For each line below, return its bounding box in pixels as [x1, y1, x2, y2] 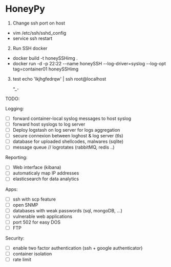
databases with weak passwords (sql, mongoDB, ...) [12, 207, 123, 213]
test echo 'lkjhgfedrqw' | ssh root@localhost [12, 76, 106, 82]
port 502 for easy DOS [12, 219, 60, 225]
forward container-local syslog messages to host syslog [12, 115, 132, 122]
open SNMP [12, 202, 38, 208]
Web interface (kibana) [12, 164, 61, 171]
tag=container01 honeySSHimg [12, 66, 79, 72]
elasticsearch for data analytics [12, 176, 79, 182]
